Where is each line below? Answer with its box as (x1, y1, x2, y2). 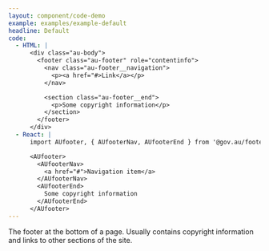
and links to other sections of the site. (8, 235, 133, 245)
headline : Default (8, 26, 70, 34)
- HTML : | (15, 42, 48, 50)
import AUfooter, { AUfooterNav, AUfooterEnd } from (29, 138, 210, 146)
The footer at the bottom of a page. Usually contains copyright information (8, 226, 254, 237)
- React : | (15, 131, 52, 139)
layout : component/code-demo (8, 11, 106, 20)
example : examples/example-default (8, 19, 127, 27)
